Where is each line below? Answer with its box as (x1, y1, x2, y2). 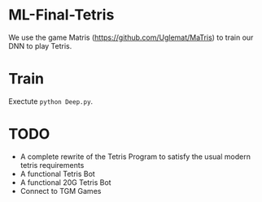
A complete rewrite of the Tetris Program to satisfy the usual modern (20, 152, 251, 161)
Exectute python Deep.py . (8, 96, 94, 106)
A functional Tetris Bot (20, 169, 95, 178)
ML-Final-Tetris (8, 6, 115, 24)
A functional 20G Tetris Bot (20, 177, 111, 187)
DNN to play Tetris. (8, 41, 72, 50)
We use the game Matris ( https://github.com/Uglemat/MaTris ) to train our (8, 32, 254, 42)
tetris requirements (20, 160, 85, 170)
